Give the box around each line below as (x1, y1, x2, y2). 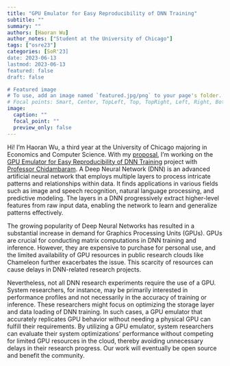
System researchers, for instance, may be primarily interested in (7, 285, 188, 294)
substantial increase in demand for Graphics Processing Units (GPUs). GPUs (7, 228, 222, 237)
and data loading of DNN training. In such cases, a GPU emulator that (7, 307, 203, 315)
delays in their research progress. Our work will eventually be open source (7, 343, 217, 352)
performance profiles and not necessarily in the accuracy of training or (7, 293, 207, 301)
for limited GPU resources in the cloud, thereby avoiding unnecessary (7, 337, 203, 345)
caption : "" (13, 112, 48, 118)
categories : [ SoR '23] (7, 49, 69, 55)
